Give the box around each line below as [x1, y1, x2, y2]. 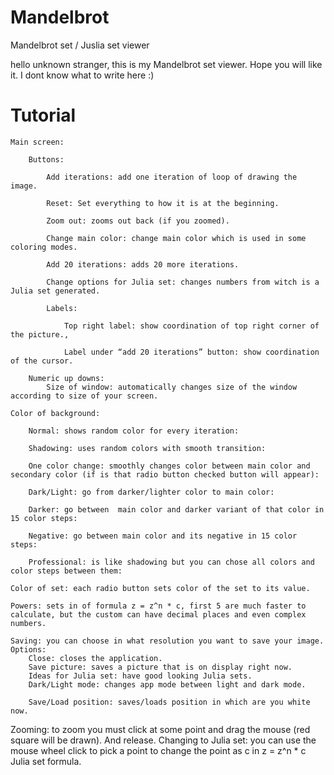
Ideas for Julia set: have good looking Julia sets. [28, 671, 253, 681]
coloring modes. [10, 242, 78, 252]
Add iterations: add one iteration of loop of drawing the [46, 172, 298, 182]
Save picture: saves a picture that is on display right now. [28, 662, 293, 672]
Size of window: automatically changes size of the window [46, 382, 298, 392]
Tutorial [10, 104, 77, 127]
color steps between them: [10, 566, 123, 576]
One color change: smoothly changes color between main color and [28, 461, 311, 471]
